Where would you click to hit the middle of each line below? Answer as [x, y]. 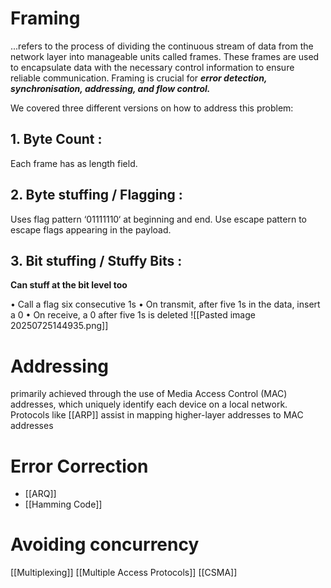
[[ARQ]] [40, 494]
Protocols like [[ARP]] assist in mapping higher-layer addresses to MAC [157, 415]
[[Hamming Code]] [63, 504]
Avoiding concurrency [105, 544]
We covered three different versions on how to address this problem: [152, 108]
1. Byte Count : [56, 139]
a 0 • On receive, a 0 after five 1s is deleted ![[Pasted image [133, 315]
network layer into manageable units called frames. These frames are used [165, 56]
